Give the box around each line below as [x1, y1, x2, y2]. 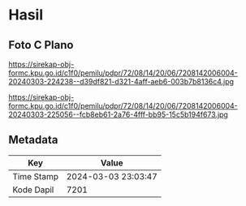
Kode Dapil [12, 184, 54, 195]
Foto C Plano [8, 38, 74, 52]
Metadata [8, 133, 58, 147]
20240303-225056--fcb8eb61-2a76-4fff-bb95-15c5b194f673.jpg [8, 109, 229, 119]
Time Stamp [12, 170, 59, 182]
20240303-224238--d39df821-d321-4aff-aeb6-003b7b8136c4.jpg [8, 77, 234, 86]
